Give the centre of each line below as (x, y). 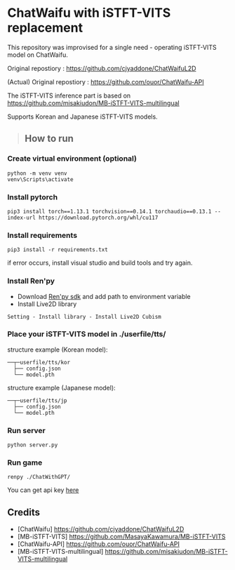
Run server (26, 430)
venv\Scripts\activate (40, 179)
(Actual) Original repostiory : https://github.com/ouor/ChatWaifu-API (106, 81)
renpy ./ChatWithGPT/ (39, 477)
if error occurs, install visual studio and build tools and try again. (100, 263)
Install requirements (42, 235)
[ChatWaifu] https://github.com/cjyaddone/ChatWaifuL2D (101, 529)
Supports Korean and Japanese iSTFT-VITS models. (82, 117)
